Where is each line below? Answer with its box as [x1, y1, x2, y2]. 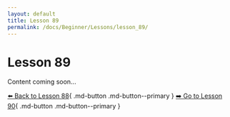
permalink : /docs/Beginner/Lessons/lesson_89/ [7, 23, 149, 30]
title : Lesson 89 [7, 17, 59, 24]
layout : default [7, 10, 56, 18]
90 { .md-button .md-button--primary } [7, 102, 121, 111]
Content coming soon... [7, 77, 76, 86]
